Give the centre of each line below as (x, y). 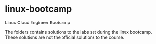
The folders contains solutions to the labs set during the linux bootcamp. (78, 32)
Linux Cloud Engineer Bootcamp (38, 22)
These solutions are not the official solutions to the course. (65, 37)
